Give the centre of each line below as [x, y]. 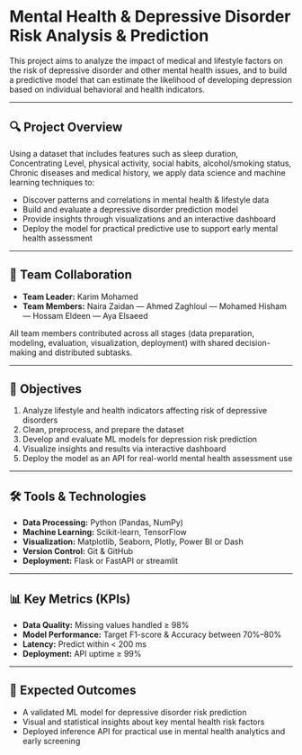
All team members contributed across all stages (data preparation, [132, 333]
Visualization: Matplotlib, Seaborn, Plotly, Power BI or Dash [133, 541]
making [23, 352]
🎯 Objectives [46, 389]
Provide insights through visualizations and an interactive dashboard [149, 219]
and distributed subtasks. [85, 352]
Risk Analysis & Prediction [109, 36]
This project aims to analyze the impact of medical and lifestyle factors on [146, 60]
